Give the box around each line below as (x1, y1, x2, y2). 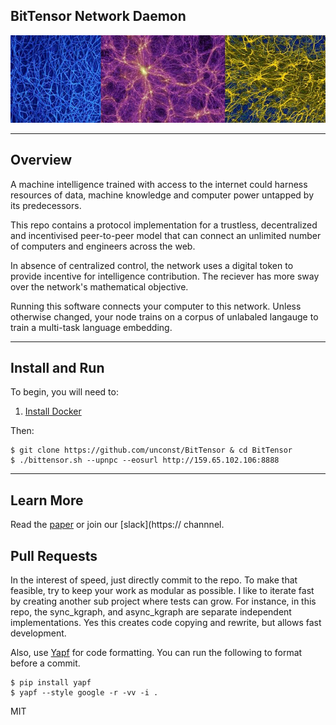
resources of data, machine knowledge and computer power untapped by (10, 189, 315, 201)
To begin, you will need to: (10, 386, 119, 398)
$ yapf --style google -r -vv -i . (10, 688, 159, 698)
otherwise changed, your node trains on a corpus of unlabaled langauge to (10, 310, 319, 323)
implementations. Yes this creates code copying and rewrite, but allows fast (10, 617, 322, 629)
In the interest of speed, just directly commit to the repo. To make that (10, 574, 298, 586)
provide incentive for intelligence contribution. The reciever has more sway (10, 270, 320, 282)
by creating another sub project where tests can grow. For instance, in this (10, 595, 317, 608)
